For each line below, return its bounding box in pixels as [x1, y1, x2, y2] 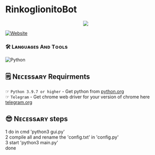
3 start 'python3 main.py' [5, 139, 59, 145]
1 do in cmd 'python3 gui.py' [5, 128, 65, 135]
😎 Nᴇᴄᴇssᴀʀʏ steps [5, 115, 68, 123]
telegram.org [5, 99, 33, 105]
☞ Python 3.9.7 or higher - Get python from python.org [5, 88, 124, 95]
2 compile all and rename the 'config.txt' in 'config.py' [5, 134, 119, 140]
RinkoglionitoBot [5, 4, 77, 15]
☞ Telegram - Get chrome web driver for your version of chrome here [5, 94, 150, 100]
